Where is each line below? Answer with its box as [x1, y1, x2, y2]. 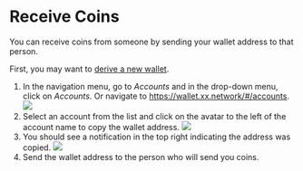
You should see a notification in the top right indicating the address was [22, 131, 291, 142]
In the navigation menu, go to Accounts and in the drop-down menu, [22, 81, 279, 91]
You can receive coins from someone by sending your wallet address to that [9, 36, 294, 47]
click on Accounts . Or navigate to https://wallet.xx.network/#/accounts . [22, 90, 290, 101]
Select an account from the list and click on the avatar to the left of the [22, 110, 287, 121]
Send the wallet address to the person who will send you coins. [22, 151, 259, 162]
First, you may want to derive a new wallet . [9, 63, 170, 74]
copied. [22, 142, 52, 153]
